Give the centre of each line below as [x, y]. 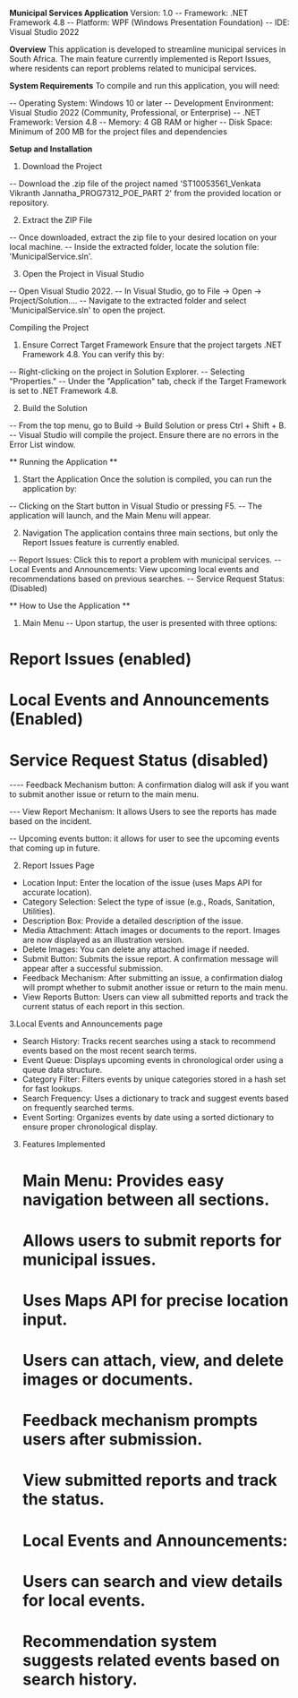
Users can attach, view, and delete [153, 1361]
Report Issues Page [58, 866]
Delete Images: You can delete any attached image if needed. [136, 949]
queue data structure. [62, 1070]
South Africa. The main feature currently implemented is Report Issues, [140, 59]
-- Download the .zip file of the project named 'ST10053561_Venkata [135, 184]
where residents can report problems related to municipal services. [133, 68]
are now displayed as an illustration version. [103, 940]
